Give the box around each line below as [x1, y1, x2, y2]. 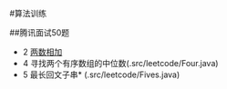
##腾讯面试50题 [9, 27, 70, 38]
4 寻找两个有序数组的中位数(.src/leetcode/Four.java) [22, 58, 219, 68]
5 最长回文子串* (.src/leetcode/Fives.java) [22, 69, 181, 80]
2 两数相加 [22, 46, 63, 57]
